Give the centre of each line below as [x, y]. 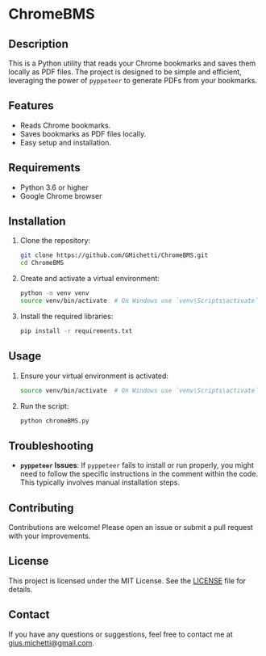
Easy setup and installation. [65, 142]
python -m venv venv [54, 293]
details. [21, 589]
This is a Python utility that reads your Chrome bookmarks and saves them [132, 63]
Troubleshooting [51, 446]
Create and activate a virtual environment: [89, 279]
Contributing [41, 508]
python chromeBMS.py [54, 421]
